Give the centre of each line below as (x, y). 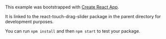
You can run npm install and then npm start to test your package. (73, 31)
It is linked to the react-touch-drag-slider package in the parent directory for (83, 16)
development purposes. (29, 22)
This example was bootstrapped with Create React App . (62, 7)
